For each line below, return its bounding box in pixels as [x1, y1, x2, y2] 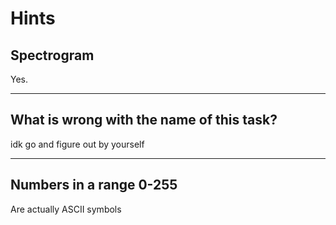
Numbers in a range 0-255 [10, 177, 178, 194]
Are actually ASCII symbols [10, 203, 122, 215]
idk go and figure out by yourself [10, 138, 145, 150]
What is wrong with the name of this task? [10, 112, 278, 129]
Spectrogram [10, 47, 95, 64]
